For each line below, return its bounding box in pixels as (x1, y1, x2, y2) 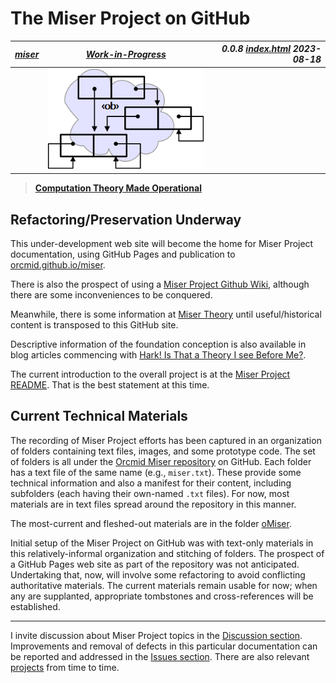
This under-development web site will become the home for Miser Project (10, 238, 314, 249)
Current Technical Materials (10, 408, 188, 425)
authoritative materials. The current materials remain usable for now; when (10, 579, 318, 591)
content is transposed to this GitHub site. (10, 319, 179, 331)
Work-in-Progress (85, 48, 167, 60)
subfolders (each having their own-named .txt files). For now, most (10, 487, 290, 499)
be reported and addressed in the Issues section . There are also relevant (10, 650, 310, 662)
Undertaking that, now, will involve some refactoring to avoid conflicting (10, 568, 306, 581)
